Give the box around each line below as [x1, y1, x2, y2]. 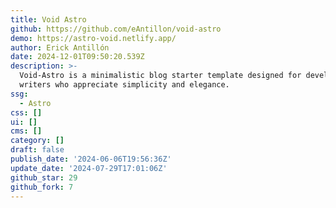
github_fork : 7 [10, 182, 74, 192]
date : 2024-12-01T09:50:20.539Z [10, 52, 145, 62]
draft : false [10, 145, 65, 155]
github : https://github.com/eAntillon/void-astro [10, 24, 222, 34]
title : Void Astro [10, 14, 87, 25]
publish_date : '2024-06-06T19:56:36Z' [10, 154, 172, 164]
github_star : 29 [10, 172, 78, 183]
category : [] [10, 136, 65, 146]
